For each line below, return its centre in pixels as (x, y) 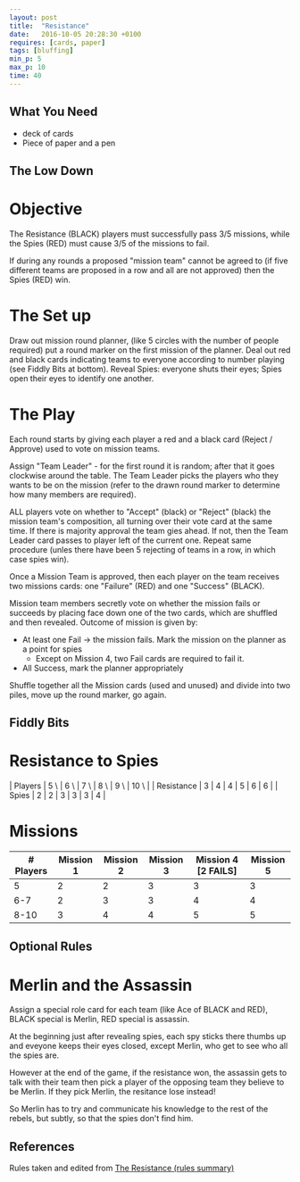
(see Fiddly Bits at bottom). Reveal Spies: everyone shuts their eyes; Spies (146, 369)
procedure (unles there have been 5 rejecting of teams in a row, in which (143, 549)
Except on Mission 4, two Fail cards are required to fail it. (140, 658)
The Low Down (51, 171)
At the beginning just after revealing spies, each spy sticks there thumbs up (148, 1036)
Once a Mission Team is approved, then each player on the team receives (144, 576)
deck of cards (48, 133)
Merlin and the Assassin (101, 985)
